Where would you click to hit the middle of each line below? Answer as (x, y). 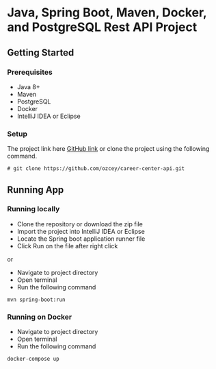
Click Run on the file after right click (67, 246)
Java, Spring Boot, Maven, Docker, (107, 13)
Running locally (33, 209)
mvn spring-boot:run (37, 300)
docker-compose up (33, 359)
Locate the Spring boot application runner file (81, 239)
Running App (36, 190)
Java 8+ (28, 86)
